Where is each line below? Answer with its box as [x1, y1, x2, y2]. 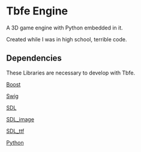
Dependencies [6, 53, 62, 64]
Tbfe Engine [6, 4, 68, 18]
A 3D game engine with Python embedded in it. [6, 24, 123, 31]
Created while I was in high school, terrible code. [6, 35, 127, 43]
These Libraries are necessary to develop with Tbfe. [6, 69, 136, 76]
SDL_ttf [6, 127, 25, 135]
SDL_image [6, 115, 35, 123]
